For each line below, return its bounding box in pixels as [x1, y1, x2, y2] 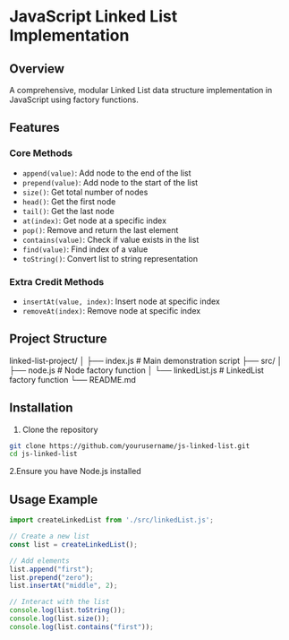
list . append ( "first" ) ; [9, 565, 94, 574]
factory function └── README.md [9, 374, 137, 385]
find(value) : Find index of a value [21, 244, 149, 255]
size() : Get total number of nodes [21, 186, 149, 197]
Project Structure [9, 332, 107, 347]
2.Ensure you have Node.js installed [9, 466, 141, 477]
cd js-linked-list [9, 450, 78, 459]
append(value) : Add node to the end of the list [21, 168, 191, 178]
